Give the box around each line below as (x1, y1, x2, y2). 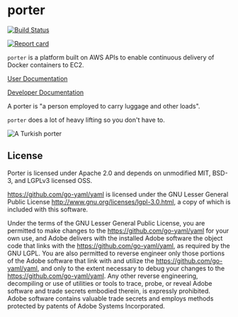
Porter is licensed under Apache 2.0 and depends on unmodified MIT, (7, 169, 211, 177)
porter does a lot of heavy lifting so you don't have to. (7, 116, 165, 124)
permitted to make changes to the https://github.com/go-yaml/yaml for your (7, 226, 229, 235)
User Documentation (7, 74, 68, 83)
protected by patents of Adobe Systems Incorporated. (7, 301, 165, 310)
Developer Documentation (7, 88, 84, 96)
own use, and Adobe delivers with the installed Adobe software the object (7, 233, 223, 243)
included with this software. (7, 205, 89, 213)
